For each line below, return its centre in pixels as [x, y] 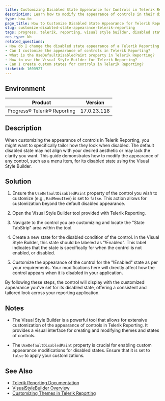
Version [95, 102]
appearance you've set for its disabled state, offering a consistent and [76, 288]
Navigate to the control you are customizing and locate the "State [78, 223]
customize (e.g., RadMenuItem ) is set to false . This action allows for [79, 199]
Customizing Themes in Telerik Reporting [54, 393]
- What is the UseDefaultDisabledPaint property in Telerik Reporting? [80, 55]
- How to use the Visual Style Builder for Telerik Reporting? [71, 60]
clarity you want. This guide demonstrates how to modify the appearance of [82, 155]
